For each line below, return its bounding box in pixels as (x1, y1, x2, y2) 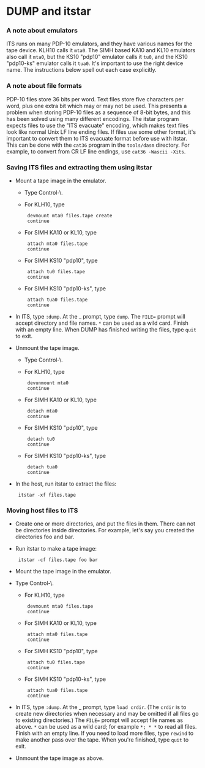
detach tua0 (27, 464, 58, 470)
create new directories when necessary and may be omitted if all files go (15, 710, 199, 718)
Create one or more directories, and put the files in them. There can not (15, 520, 196, 527)
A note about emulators (6, 26, 78, 35)
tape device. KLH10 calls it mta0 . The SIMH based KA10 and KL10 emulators (6, 47, 196, 54)
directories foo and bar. (15, 533, 75, 541)
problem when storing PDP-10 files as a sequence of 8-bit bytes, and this (6, 109, 191, 116)
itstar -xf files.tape (18, 492, 76, 498)
